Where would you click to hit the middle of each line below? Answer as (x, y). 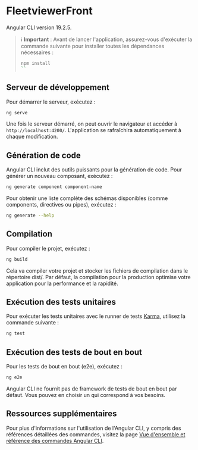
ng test (16, 334)
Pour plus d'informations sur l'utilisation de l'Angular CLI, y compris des (94, 428)
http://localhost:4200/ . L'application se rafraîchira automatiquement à (94, 130)
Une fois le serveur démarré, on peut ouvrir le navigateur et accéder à (92, 124)
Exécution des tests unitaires (61, 302)
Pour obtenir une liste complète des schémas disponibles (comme (87, 198)
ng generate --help (30, 215)
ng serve (17, 112)
